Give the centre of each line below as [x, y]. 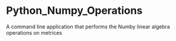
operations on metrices [34, 32]
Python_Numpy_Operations [74, 11]
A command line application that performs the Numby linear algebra [88, 27]
